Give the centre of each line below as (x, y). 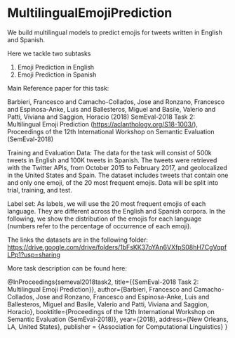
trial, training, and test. (40, 190)
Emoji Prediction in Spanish (57, 74)
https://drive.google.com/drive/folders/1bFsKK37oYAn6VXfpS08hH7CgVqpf (117, 247)
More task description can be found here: (67, 268)
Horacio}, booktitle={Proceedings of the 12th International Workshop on (111, 311)
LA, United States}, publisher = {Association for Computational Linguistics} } (117, 326)
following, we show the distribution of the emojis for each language (105, 219)
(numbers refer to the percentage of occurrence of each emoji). (99, 226)
